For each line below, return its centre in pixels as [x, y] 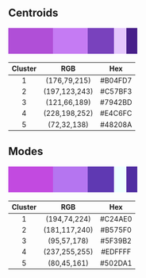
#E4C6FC [116, 114]
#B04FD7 [116, 80]
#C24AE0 [116, 218]
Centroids [33, 13]
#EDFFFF [116, 252]
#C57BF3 [116, 91]
